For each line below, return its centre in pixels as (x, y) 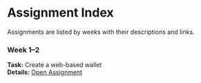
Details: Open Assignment (45, 72)
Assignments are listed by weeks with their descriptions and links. (101, 32)
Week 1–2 (23, 50)
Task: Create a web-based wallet (55, 65)
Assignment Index (60, 13)
